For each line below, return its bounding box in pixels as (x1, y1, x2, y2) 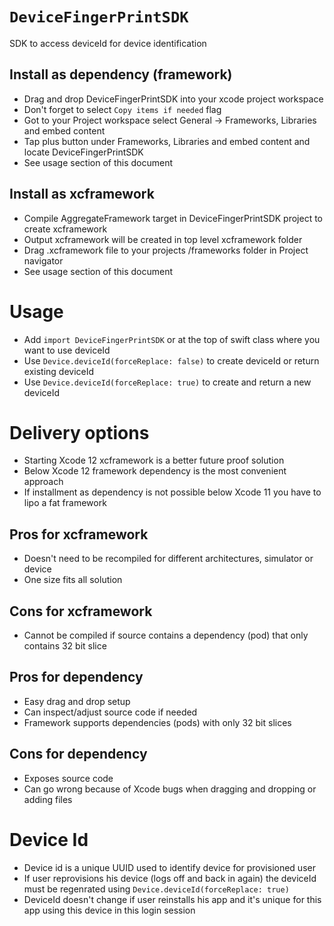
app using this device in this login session (23, 904, 196, 916)
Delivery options (9, 421, 150, 444)
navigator (23, 254, 64, 267)
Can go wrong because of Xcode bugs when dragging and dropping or (23, 783, 317, 795)
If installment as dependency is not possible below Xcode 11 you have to (23, 486, 322, 498)
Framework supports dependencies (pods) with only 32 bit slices (23, 716, 292, 728)
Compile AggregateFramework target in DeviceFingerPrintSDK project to (23, 212, 324, 224)
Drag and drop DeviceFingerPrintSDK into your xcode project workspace (23, 93, 324, 105)
